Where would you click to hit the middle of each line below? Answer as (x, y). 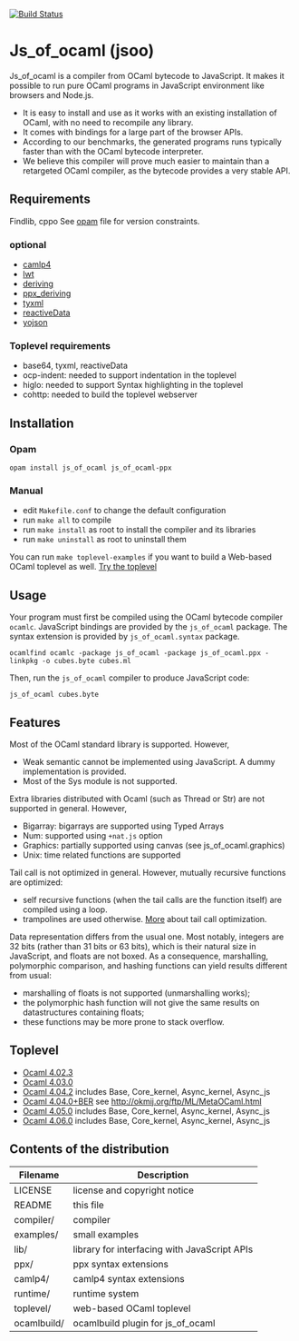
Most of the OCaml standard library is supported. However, (120, 744)
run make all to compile (67, 520)
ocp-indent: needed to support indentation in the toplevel (130, 375)
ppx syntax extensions (121, 1264)
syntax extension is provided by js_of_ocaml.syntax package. (125, 637)
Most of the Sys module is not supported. (100, 780)
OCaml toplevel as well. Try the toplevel (83, 567)
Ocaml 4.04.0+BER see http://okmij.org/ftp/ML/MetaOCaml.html (142, 1101)
